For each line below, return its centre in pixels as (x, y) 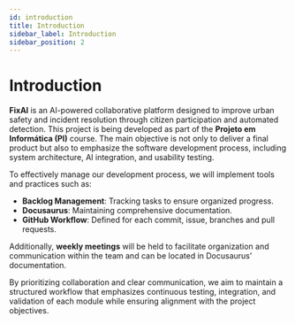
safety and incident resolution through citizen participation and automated (144, 120)
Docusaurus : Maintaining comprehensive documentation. (127, 211)
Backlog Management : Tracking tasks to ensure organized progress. (147, 201)
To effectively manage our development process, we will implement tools (142, 174)
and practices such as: (50, 184)
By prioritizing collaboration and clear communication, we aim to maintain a (146, 282)
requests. (39, 229)
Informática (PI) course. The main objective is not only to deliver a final (139, 139)
